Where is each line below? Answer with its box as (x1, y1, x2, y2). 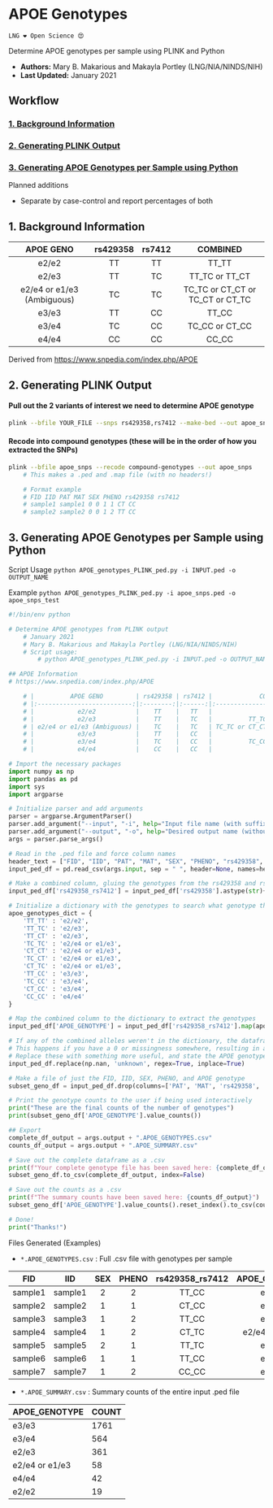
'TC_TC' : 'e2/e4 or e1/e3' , (23, 940, 122, 948)
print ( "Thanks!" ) (8, 1223, 67, 1232)
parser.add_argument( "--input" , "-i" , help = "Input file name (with (8, 820, 242, 828)
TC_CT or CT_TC (188, 294, 252, 306)
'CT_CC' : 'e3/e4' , (23, 984, 89, 993)
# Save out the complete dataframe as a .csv (8, 1156, 165, 1164)
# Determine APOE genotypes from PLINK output (8, 625, 169, 633)
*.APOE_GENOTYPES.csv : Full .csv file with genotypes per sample (19, 1254, 233, 1263)
